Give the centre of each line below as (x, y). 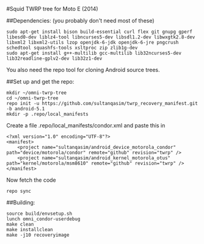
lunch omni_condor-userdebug (43, 219)
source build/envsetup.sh (39, 213)
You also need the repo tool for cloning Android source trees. (83, 70)
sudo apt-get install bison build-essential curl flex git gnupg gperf (99, 32)
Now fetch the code (31, 180)
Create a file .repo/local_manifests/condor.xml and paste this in (86, 125)
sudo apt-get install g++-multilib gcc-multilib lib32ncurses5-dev (94, 53)
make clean (20, 224)
